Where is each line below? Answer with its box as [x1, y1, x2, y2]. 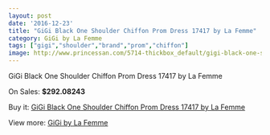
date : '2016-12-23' [8, 19, 74, 27]
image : [8, 49, 31, 57]
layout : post [8, 11, 52, 20]
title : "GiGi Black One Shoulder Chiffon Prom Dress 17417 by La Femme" [8, 27, 257, 35]
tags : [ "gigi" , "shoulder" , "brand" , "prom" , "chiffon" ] [8, 42, 189, 50]
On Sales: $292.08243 [8, 87, 86, 96]
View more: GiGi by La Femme [8, 118, 108, 127]
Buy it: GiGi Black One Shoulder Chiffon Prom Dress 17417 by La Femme [8, 102, 246, 112]
